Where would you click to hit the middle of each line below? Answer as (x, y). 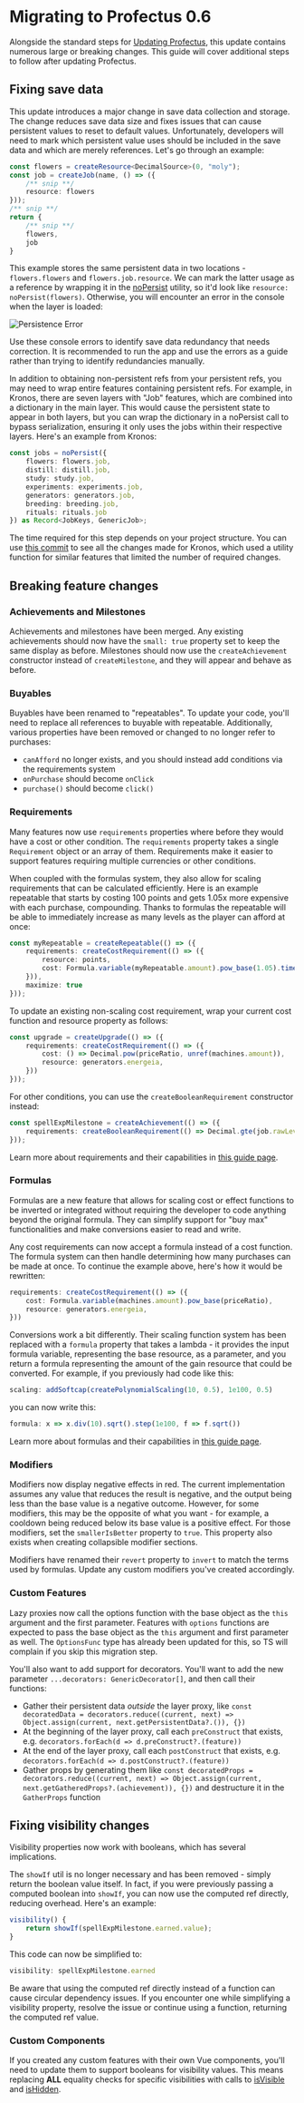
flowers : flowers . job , (68, 462)
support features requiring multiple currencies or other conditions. (133, 861)
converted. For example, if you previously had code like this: (122, 1373)
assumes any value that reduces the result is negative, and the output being (151, 1494)
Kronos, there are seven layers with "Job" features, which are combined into (151, 398)
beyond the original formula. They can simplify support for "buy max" (139, 1219)
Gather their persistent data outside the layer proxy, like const (137, 1706)
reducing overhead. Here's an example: (83, 1903)
